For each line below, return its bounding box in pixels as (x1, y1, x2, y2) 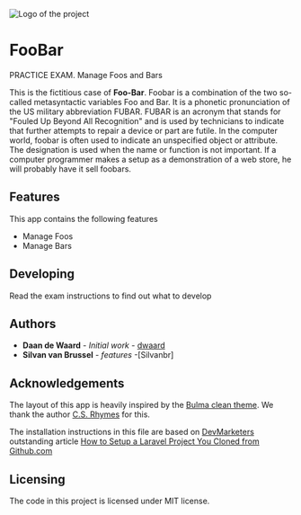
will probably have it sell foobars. (9, 163, 132, 174)
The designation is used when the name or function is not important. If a (9, 144, 277, 155)
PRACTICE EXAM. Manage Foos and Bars (9, 69, 164, 80)
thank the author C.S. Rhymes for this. (9, 409, 151, 420)
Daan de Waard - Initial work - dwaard (22, 340, 166, 351)
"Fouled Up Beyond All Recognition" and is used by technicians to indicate (9, 115, 285, 126)
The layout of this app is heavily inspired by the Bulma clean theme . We (9, 400, 274, 411)
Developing (9, 266, 75, 282)
